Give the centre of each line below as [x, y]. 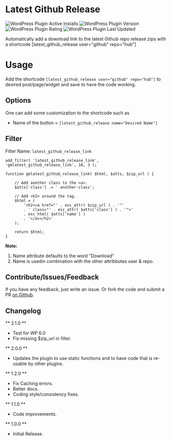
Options [18, 101]
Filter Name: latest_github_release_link [48, 151]
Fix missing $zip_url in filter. [42, 338]
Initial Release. [28, 434]
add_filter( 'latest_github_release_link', [52, 160]
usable [20, 364]
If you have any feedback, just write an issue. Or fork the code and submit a [85, 289]
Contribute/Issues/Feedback [52, 277]
